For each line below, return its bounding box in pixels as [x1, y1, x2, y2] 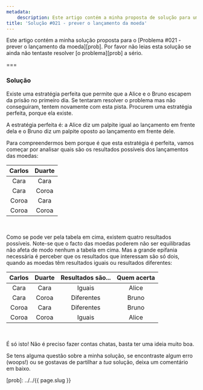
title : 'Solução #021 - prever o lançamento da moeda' [6, 20, 147, 26]
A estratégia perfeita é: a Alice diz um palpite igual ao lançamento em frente [6, 121, 195, 128]
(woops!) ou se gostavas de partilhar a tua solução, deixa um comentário [6, 358, 188, 366]
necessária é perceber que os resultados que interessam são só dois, [6, 252, 180, 260]
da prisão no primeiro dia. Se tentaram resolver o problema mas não [6, 96, 176, 103]
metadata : [6, 8, 31, 15]
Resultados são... [60, 273, 111, 282]
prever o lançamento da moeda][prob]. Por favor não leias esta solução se [6, 43, 192, 50]
